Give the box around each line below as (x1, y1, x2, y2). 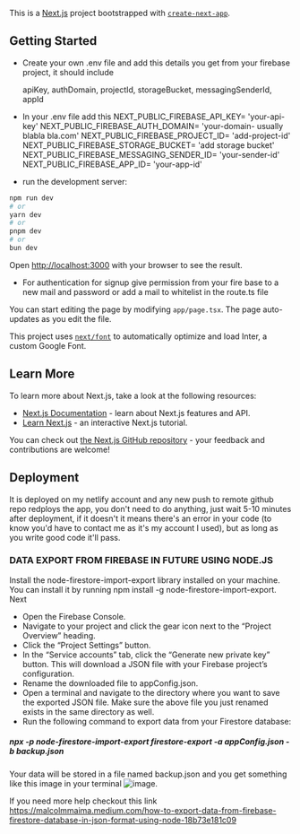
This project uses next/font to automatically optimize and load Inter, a (9, 331, 268, 342)
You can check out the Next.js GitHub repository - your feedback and (9, 434, 266, 445)
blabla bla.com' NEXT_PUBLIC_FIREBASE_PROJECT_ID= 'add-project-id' (21, 130, 291, 141)
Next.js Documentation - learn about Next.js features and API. (21, 407, 251, 418)
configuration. (21, 668, 74, 679)
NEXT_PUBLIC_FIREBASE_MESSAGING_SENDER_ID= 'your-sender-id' (21, 149, 280, 160)
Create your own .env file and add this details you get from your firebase (21, 57, 291, 68)
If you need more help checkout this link (9, 795, 158, 806)
